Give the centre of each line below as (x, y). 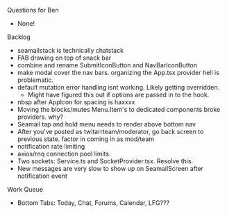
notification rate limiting (51, 146)
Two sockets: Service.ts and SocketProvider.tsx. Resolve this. (105, 161)
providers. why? (40, 117)
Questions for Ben (33, 10)
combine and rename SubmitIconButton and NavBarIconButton (107, 65)
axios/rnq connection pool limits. (64, 154)
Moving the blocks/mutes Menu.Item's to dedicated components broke (119, 109)
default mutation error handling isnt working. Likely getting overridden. (118, 87)
